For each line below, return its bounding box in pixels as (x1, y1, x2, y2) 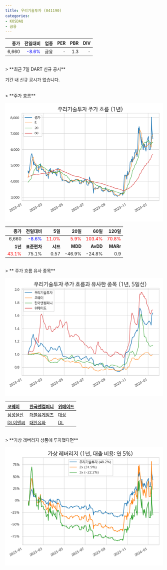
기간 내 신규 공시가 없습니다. (5, 77, 60, 83)
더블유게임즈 (29, 412, 54, 418)
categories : (5, 13, 30, 19)
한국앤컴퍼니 (29, 403, 54, 409)
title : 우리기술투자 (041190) (5, 8, 62, 13)
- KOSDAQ (5, 19, 23, 24)
